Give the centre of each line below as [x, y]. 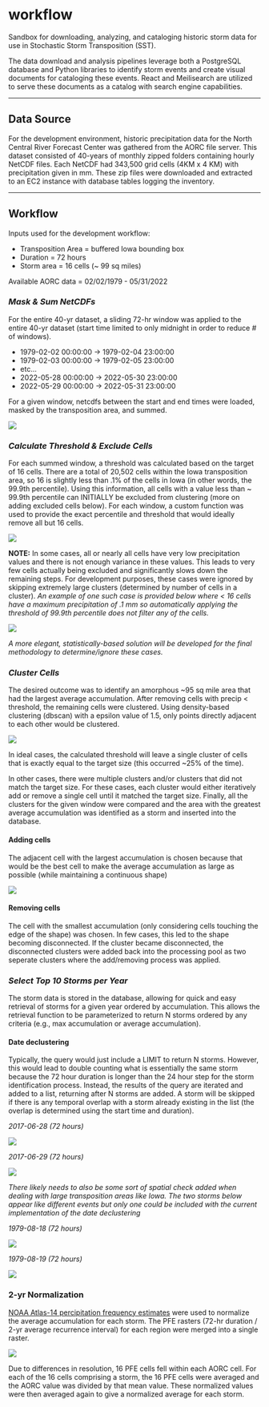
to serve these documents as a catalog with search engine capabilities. [125, 87]
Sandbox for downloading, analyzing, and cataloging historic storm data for [133, 37]
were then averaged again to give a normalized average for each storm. [126, 1394]
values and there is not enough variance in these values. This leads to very [132, 562]
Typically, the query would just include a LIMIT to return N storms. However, [133, 1060]
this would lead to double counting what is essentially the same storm [123, 1068]
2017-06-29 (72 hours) [46, 1157]
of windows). [30, 336]
